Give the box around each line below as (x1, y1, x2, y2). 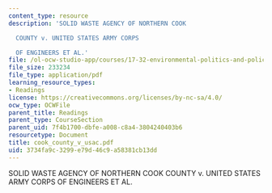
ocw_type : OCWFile (8, 101, 70, 109)
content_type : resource (8, 11, 89, 20)
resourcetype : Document (8, 131, 89, 140)
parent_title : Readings (8, 108, 89, 117)
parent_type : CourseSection (8, 116, 104, 124)
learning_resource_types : (8, 78, 96, 86)
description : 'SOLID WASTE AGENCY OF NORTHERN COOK (8, 19, 186, 27)
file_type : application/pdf (8, 71, 104, 79)
